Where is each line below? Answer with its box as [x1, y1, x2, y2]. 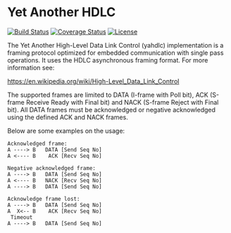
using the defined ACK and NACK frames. [7, 113, 128, 121]
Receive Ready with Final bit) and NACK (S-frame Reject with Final [25, 98, 219, 106]
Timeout [10, 213, 33, 221]
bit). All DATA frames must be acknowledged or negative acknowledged [7, 105, 216, 114]
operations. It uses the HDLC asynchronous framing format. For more [7, 55, 208, 64]
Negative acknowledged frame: [7, 164, 96, 172]
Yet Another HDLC [7, 4, 116, 20]
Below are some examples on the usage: [7, 126, 125, 135]
